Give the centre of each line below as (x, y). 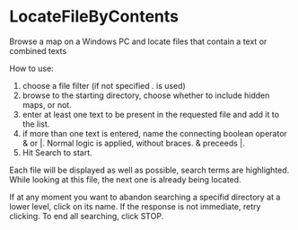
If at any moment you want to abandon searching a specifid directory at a (145, 197)
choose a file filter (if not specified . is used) (104, 85)
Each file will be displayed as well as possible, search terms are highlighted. (149, 170)
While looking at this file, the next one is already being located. (125, 179)
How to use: (31, 68)
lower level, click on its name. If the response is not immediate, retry (135, 206)
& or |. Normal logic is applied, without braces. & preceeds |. (133, 143)
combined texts (38, 50)
